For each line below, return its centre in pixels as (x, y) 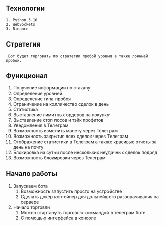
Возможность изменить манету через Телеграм (65, 131)
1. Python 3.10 (22, 20)
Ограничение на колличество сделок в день (61, 104)
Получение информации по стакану (52, 88)
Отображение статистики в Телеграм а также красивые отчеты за (85, 142)
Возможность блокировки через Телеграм (59, 158)
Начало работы (32, 174)
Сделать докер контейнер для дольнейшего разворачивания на (90, 197)
